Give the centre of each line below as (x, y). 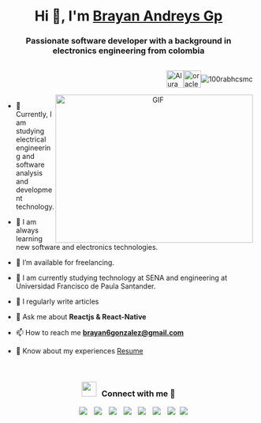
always (27, 230)
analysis (29, 173)
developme (34, 190)
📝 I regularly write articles (57, 302)
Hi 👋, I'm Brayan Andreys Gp (129, 16)
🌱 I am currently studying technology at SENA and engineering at (121, 278)
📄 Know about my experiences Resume (79, 351)
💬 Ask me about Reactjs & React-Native (81, 317)
